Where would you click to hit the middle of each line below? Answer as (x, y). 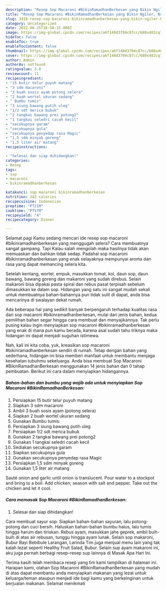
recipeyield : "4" (23, 215)
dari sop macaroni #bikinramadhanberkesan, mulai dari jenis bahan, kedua (81, 315)
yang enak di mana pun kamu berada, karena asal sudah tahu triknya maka (82, 330)
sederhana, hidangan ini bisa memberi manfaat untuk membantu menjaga (80, 356)
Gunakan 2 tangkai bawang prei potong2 (54, 437)
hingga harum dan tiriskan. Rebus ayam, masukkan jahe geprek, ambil (77, 532)
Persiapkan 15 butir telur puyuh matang (52, 400)
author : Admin (20, 60)
